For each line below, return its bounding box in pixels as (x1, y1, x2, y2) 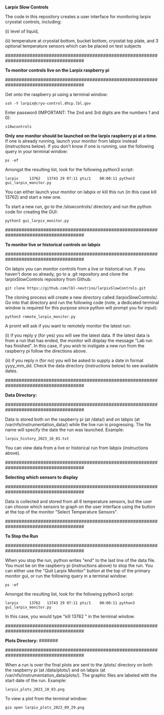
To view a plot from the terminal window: (5, 696, 87, 701)
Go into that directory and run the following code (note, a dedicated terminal (5, 300, 160, 306)
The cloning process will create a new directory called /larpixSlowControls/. (5, 294, 158, 300)
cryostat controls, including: (5, 19, 62, 25)
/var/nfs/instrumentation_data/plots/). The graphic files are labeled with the (5, 672, 157, 678)
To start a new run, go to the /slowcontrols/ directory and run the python (5, 204, 152, 209)
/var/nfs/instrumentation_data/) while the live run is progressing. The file (5, 422, 151, 427)
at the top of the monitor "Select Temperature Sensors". (5, 509, 118, 514)
